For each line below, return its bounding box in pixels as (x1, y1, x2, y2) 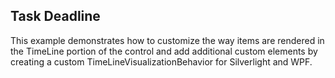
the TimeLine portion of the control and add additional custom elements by (10, 45, 318, 57)
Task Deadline (10, 8, 101, 25)
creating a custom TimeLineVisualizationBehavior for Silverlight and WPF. (10, 55, 313, 68)
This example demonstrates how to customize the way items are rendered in (10, 34, 325, 46)
